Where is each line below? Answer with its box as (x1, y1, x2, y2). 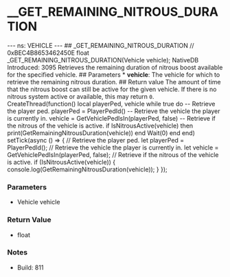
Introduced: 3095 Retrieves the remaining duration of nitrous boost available (7, 63, 223, 71)
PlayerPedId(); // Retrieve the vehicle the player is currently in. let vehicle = (7, 143, 219, 152)
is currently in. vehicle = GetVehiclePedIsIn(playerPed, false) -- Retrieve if (7, 114, 216, 122)
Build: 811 (16, 263, 44, 272)
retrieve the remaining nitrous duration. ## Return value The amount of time (7, 77, 221, 86)
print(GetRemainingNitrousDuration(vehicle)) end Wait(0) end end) (7, 128, 196, 137)
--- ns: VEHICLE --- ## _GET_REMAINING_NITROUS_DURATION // (7, 41, 194, 49)
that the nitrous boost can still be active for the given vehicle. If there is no (7, 85, 217, 93)
